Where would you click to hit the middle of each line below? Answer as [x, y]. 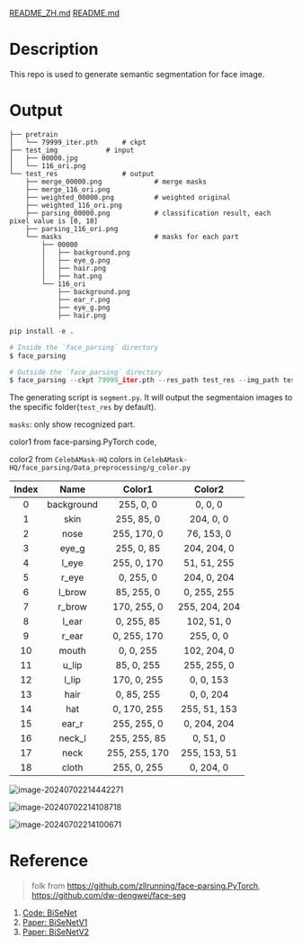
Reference [49, 861]
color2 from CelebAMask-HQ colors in [75, 460]
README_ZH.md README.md [64, 13]
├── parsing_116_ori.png [72, 228]
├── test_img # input [72, 150]
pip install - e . [42, 331]
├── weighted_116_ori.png [74, 205]
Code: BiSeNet [50, 913]
